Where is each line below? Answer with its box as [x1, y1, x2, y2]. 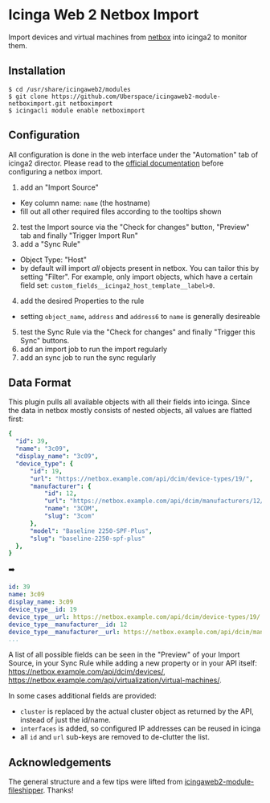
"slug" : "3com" [43, 512, 95, 520]
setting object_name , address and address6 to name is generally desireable [19, 311, 261, 321]
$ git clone [8, 92, 48, 100]
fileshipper [8, 785, 43, 795]
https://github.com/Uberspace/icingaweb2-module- [51, 92, 221, 100]
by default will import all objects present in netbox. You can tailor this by [19, 263, 260, 272]
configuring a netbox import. [8, 166, 103, 176]
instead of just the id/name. [19, 715, 111, 725]
